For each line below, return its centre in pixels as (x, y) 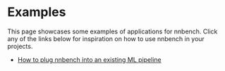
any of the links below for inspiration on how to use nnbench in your (106, 38)
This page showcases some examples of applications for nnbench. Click (112, 31)
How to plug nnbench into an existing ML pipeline (89, 59)
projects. (20, 46)
